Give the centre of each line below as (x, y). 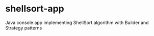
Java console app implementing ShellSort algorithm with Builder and (77, 22)
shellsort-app (35, 9)
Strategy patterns (24, 27)
